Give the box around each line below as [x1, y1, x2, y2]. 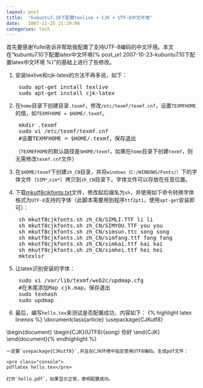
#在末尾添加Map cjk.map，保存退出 [18, 284, 111, 291]
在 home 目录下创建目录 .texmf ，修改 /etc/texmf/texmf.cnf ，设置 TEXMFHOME [15, 102, 196, 110]
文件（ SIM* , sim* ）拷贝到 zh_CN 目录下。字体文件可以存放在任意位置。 [20, 176, 191, 183]
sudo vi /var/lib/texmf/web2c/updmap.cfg [18, 277, 144, 284]
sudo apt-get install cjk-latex [18, 90, 115, 97]
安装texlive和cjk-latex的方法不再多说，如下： [15, 71, 128, 79]
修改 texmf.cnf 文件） [26, 155, 78, 163]
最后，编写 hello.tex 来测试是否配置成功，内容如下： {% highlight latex [15, 309, 192, 317]
